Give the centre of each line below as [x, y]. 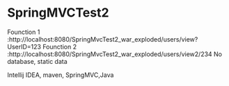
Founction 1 [24, 32]
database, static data [37, 61]
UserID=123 [24, 46]
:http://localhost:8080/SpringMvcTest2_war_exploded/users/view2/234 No [115, 54]
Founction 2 [60, 46]
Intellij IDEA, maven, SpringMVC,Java [61, 75]
